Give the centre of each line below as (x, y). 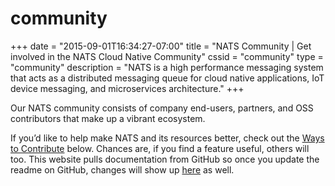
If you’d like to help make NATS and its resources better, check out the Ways (167, 138)
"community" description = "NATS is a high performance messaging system (167, 67)
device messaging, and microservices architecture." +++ (127, 88)
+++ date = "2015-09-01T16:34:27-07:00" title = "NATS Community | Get (161, 46)
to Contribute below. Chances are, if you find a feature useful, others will (160, 148)
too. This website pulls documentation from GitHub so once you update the (165, 159)
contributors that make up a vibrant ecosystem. (108, 118)
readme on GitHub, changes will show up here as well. (122, 169)
